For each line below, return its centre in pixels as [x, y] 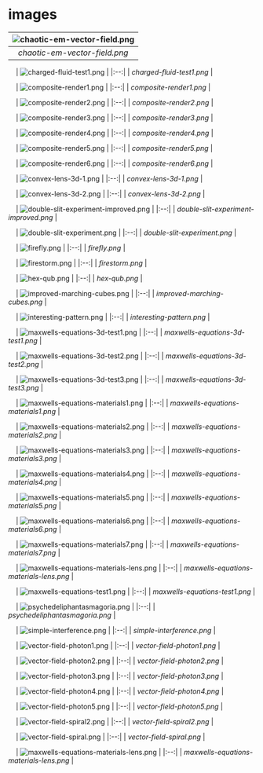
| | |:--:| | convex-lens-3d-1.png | [109, 178]
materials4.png [33, 482]
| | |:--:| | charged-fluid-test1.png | [114, 71]
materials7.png [32, 552]
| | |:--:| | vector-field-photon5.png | [119, 706]
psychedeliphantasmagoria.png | [62, 615]
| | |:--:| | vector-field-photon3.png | [119, 676]
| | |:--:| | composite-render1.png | [113, 87]
